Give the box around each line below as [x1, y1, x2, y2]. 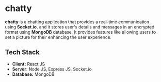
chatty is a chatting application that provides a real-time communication [5, 19, 149, 25]
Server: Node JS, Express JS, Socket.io [12, 66, 92, 72]
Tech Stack [5, 48, 40, 56]
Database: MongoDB [12, 71, 55, 77]
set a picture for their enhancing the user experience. [5, 34, 112, 40]
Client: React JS [12, 61, 45, 67]
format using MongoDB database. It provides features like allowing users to [5, 29, 156, 35]
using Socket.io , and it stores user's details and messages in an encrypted [5, 24, 155, 29]
